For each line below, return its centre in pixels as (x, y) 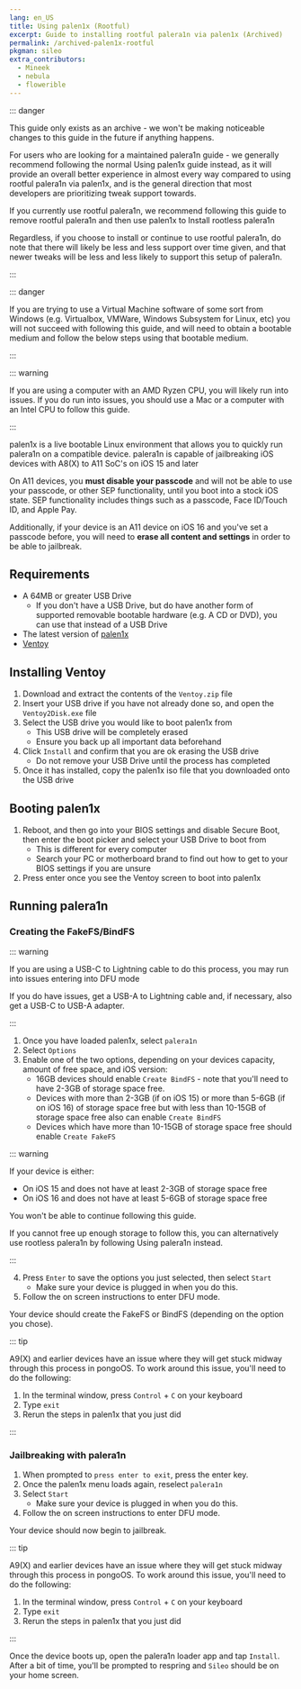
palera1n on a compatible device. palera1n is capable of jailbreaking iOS (142, 454)
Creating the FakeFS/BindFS (72, 931)
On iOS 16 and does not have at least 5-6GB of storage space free (145, 1198)
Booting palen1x (55, 808)
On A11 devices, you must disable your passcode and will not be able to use (151, 481)
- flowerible (42, 85)
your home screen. (44, 1675)
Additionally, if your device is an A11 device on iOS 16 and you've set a (139, 527)
